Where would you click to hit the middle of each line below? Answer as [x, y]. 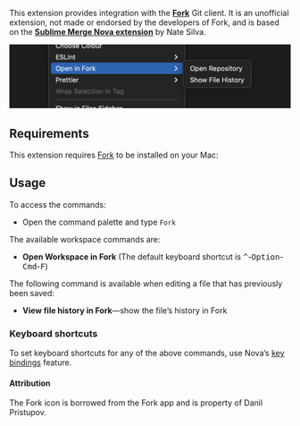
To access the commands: [58, 204]
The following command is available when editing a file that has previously [146, 283]
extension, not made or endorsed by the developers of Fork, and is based [144, 22]
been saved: [32, 293]
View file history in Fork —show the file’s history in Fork [125, 310]
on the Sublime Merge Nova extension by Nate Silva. [108, 32]
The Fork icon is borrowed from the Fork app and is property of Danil [136, 403]
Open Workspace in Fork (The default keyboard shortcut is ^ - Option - [153, 256]
